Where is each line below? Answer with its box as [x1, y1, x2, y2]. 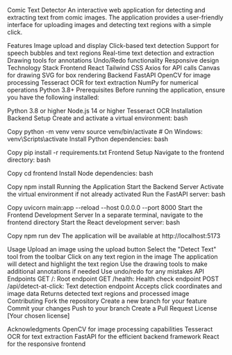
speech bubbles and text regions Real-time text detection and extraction [7, 49, 215, 57]
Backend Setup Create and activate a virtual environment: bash [7, 114, 188, 122]
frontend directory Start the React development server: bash [7, 218, 181, 226]
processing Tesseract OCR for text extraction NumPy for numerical [7, 79, 199, 86]
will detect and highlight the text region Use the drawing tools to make [7, 260, 208, 268]
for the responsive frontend [7, 340, 85, 348]
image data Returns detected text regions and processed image [7, 290, 190, 297]
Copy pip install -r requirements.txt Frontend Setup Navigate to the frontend [7, 149, 224, 156]
